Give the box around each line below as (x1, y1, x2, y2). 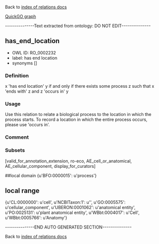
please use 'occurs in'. (5, 122, 50, 128)
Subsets (5, 147, 25, 154)
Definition (5, 72, 29, 79)
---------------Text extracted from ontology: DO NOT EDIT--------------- (5, 23, 151, 29)
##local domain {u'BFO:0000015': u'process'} (5, 172, 97, 179)
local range (5, 187, 40, 195)
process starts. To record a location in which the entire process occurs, (5, 116, 148, 123)
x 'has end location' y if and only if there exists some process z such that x (5, 83, 154, 89)
